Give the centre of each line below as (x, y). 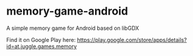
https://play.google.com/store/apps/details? (132, 40)
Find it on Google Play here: (41, 40)
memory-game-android (67, 11)
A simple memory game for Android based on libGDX (73, 28)
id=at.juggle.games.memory (42, 46)
